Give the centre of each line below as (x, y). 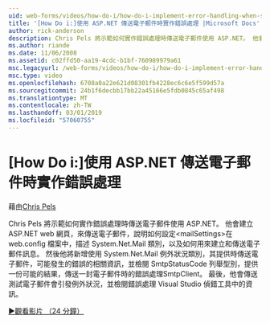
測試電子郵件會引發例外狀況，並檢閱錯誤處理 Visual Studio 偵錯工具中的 (127, 284)
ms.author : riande (39, 46)
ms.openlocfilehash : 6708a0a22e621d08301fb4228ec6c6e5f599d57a (117, 83)
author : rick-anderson (46, 31)
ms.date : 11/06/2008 (43, 53)
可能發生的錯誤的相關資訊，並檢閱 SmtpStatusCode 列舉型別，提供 (147, 264)
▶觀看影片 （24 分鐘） (46, 311)
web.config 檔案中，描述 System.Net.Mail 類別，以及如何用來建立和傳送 (127, 243)
